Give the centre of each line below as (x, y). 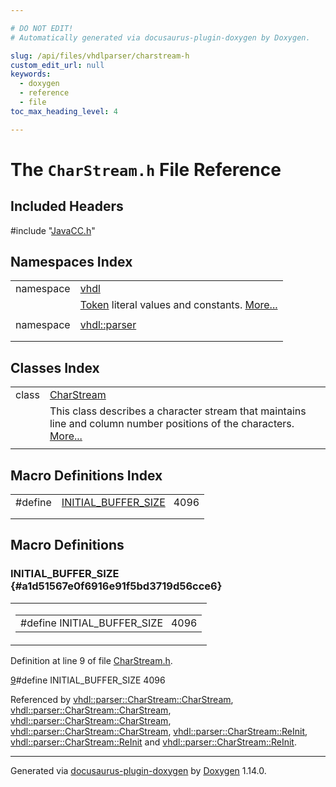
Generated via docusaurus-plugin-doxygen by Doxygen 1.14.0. (138, 770)
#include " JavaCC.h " (53, 230)
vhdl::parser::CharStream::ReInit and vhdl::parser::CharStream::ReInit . (153, 742)
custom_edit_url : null (57, 65)
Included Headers (67, 206)
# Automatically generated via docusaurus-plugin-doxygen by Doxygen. (160, 37)
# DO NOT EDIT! (42, 28)
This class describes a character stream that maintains (178, 411)
